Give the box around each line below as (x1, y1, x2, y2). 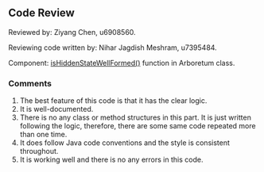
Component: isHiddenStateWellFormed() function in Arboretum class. (8, 58, 235, 67)
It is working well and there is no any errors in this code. (19, 155, 204, 165)
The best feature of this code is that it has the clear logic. (19, 96, 208, 105)
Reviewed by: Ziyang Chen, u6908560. (8, 27, 137, 36)
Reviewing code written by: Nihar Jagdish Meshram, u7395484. (8, 43, 217, 52)
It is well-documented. (19, 105, 94, 114)
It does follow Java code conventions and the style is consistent (19, 138, 231, 147)
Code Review (8, 6, 76, 20)
